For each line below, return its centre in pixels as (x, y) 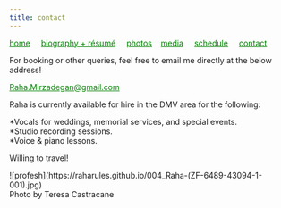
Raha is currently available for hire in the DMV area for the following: (135, 104)
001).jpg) (26, 185)
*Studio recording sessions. (61, 131)
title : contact (38, 17)
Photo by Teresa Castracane (62, 194)
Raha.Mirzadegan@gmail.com (65, 87)
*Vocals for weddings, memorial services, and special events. (123, 121)
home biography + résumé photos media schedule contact (138, 43)
